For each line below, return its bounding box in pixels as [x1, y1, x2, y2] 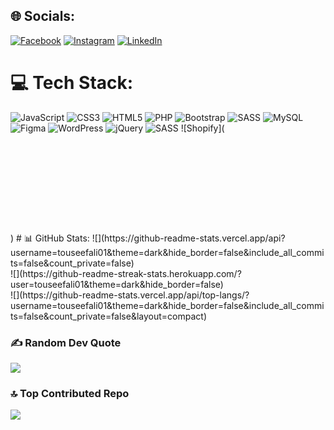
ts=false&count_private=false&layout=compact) [10, 310, 208, 322]
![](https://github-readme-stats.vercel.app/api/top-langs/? [10, 289, 250, 301]
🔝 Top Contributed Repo [10, 387, 130, 401]
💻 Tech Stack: [10, 72, 134, 94]
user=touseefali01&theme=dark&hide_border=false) [10, 278, 224, 290]
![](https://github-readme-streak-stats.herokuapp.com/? [10, 267, 242, 279]
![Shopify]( [180, 122, 225, 134]
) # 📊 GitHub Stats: [10, 232, 90, 244]
